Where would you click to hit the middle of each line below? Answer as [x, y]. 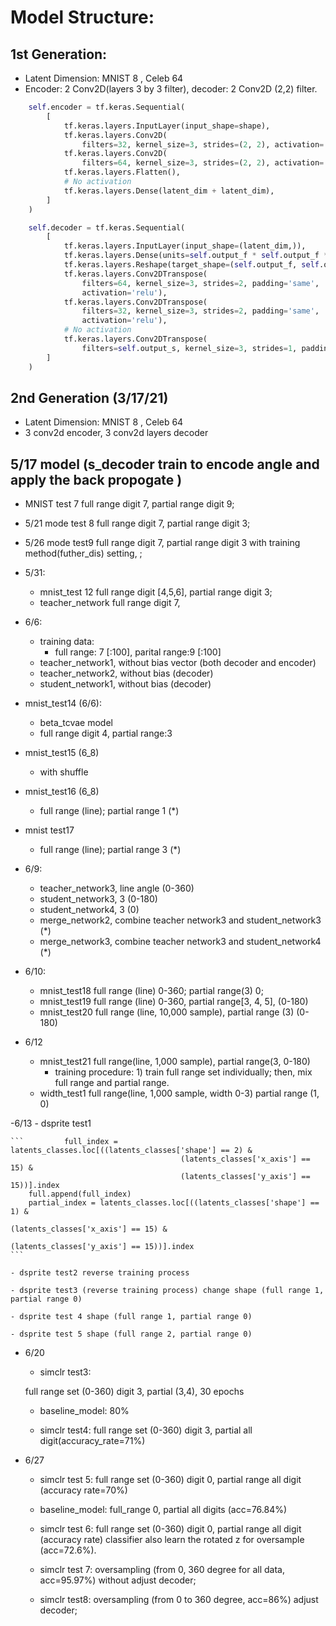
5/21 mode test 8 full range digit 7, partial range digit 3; [137, 523]
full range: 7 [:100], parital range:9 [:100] [138, 652]
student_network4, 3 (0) [89, 910]
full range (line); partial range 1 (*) [109, 811]
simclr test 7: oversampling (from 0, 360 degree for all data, [162, 1570]
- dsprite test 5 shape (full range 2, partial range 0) [131, 1334]
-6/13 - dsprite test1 [51, 1123]
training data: [67, 642]
